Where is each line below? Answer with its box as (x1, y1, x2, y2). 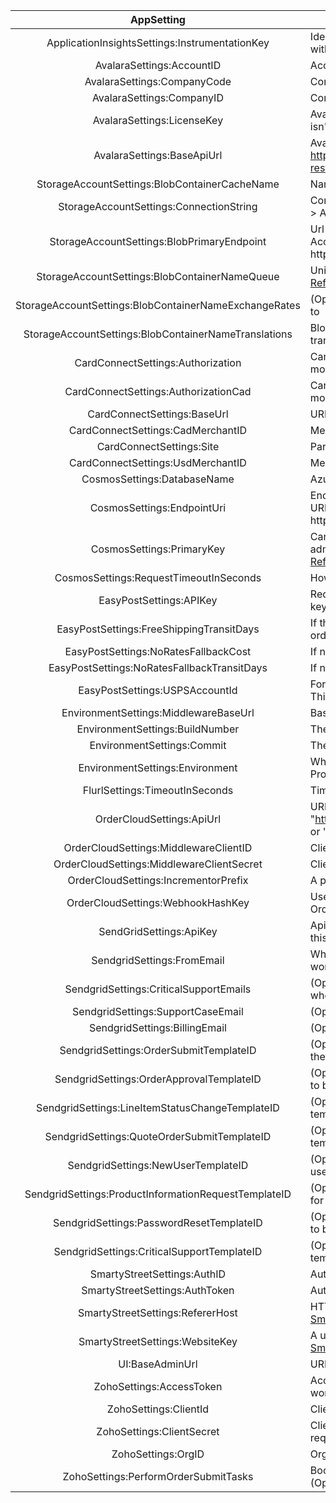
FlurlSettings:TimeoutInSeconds (82, 784, 234, 797)
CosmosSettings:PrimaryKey (90, 542, 226, 556)
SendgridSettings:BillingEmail (88, 1021, 227, 1034)
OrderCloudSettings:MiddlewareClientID (63, 841, 253, 854)
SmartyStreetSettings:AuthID (89, 1267, 227, 1281)
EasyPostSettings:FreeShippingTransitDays (56, 622, 260, 636)
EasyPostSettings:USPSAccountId (78, 684, 238, 697)
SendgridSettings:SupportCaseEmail (72, 1005, 244, 1018)
